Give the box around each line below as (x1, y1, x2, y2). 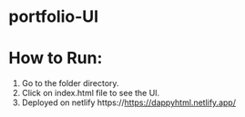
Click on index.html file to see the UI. (21, 88, 160, 99)
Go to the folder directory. (21, 78, 119, 89)
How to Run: (8, 48, 103, 69)
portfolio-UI (8, 6, 99, 27)
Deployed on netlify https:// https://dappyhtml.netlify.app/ (21, 97, 236, 108)
